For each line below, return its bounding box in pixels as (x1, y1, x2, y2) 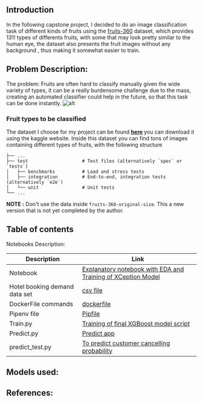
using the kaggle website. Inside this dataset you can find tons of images (6, 134, 188, 141)
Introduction (6, 5, 54, 15)
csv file (82, 286, 103, 294)
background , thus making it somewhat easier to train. (6, 47, 140, 54)
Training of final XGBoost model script (82, 319, 190, 328)
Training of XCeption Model (82, 272, 160, 280)
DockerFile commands (9, 299, 74, 308)
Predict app (82, 329, 115, 337)
